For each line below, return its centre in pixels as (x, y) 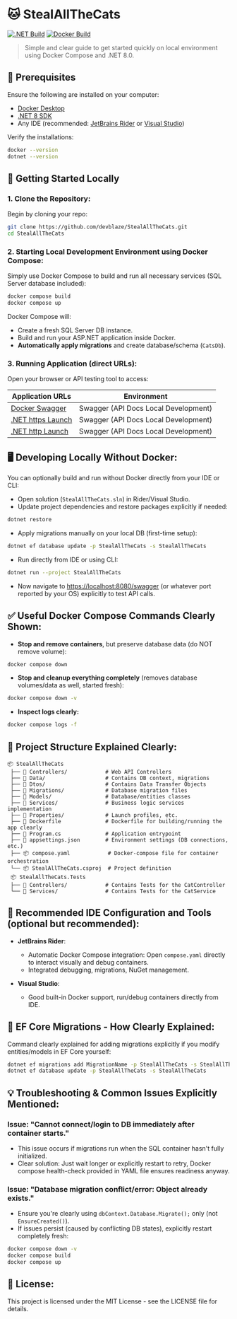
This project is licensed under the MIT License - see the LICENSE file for (112, 1301)
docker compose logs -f (42, 725)
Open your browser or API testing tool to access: (78, 379)
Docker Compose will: (39, 316)
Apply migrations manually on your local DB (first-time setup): (107, 533)
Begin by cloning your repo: (48, 214)
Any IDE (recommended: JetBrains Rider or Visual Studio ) (101, 123)
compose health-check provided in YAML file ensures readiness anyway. (123, 1171)
